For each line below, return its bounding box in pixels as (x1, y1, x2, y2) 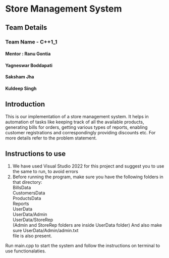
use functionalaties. (5, 248, 46, 254)
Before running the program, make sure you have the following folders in (12, 174, 164, 180)
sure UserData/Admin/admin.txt (12, 227, 79, 233)
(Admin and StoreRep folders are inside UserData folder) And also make (12, 222, 162, 228)
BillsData (12, 184, 31, 190)
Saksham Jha (5, 74, 34, 80)
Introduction (5, 100, 45, 109)
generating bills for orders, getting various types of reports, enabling (5, 124, 148, 130)
